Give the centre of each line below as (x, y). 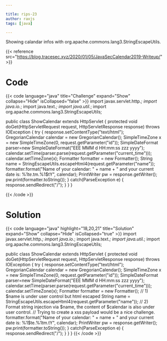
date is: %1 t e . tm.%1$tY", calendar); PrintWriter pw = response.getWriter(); (82, 174)
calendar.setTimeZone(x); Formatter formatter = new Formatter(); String (79, 159)
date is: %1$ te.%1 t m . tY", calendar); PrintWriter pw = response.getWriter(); (82, 323)
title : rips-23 (21, 14)
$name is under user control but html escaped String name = (68, 296)
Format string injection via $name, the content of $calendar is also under (80, 307)
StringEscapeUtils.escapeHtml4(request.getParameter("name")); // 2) (77, 302)
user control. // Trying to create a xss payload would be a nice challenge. (81, 312)
